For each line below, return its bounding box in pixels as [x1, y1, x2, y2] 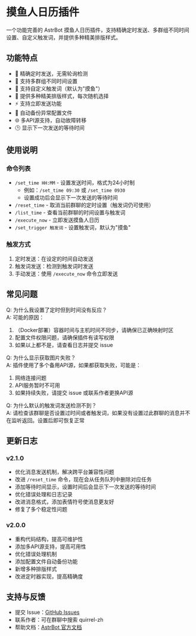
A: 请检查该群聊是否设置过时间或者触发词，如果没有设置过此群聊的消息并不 [6, 409, 191, 416]
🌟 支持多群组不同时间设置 [14, 77, 77, 84]
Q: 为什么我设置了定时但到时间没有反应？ [6, 306, 107, 314]
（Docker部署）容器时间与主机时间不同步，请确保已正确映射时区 [14, 326, 174, 333]
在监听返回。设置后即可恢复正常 [6, 416, 85, 424]
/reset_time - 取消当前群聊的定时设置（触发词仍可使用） [14, 201, 154, 209]
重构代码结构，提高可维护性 [14, 535, 83, 542]
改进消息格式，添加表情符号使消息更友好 [14, 498, 114, 505]
